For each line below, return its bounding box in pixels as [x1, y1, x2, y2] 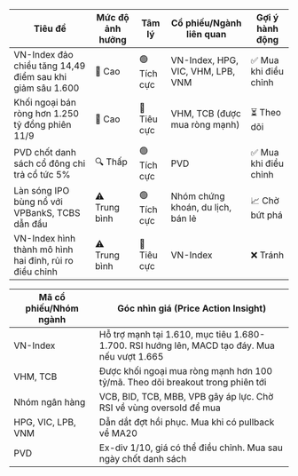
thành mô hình [13, 243, 74, 256]
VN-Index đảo [13, 49, 74, 60]
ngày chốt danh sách [98, 453, 187, 464]
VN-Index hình [13, 233, 76, 244]
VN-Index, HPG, [170, 54, 239, 66]
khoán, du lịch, [170, 202, 232, 213]
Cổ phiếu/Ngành [170, 17, 242, 29]
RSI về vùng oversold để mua [98, 401, 221, 414]
